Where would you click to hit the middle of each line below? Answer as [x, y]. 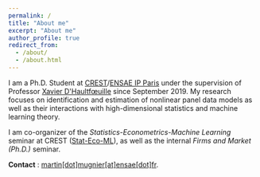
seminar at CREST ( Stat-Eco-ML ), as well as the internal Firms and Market [130, 140]
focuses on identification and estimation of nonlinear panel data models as [130, 100]
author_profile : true [44, 38]
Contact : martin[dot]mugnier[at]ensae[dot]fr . [83, 164]
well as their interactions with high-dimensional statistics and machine [123, 108]
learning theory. [34, 116]
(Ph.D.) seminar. [35, 149]
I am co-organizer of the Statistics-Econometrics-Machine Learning [120, 132]
